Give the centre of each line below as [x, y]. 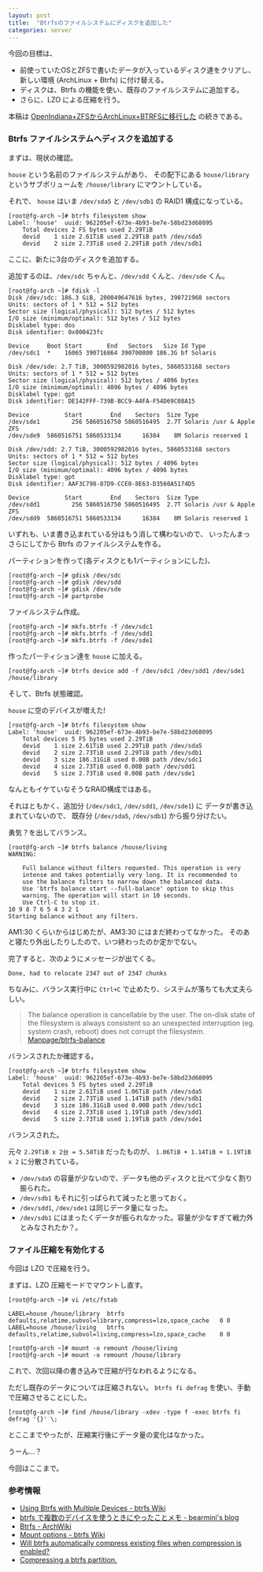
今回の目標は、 [32, 54]
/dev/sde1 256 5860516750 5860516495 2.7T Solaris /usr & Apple [132, 422]
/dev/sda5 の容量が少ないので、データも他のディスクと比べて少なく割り [136, 1178]
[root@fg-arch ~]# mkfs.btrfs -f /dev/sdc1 [81, 626]
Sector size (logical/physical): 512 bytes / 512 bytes [102, 311]
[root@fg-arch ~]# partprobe [56, 596]
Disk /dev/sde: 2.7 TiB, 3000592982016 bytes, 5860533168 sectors [119, 366]
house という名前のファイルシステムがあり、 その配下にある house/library [129, 174]
